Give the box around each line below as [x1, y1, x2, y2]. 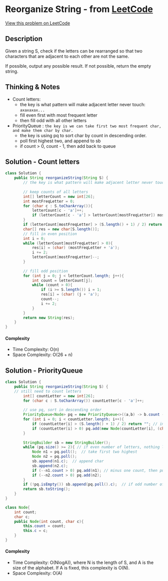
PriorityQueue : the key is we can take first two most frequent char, [12, 123, 161, 129]
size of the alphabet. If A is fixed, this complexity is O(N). [12, 565, 130, 571]
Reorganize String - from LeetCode [5, 4, 153, 15]
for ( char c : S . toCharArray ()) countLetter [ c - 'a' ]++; [23, 398, 144, 403]
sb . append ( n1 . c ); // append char [31, 459, 104, 464]
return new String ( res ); [23, 315, 75, 320]
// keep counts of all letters [23, 189, 88, 194]
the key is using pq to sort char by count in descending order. [19, 132, 147, 138]
